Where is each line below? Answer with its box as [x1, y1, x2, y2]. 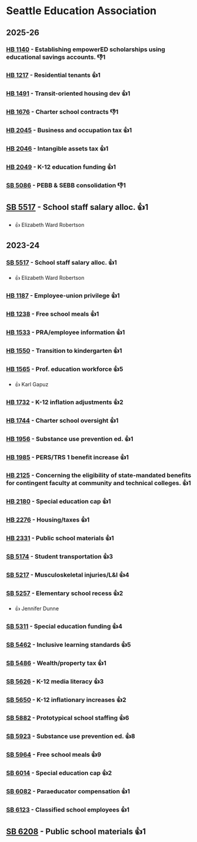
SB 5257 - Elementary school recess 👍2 [6, 589, 123, 597]
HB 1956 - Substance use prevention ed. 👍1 [6, 435, 133, 443]
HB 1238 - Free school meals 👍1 [6, 310, 99, 318]
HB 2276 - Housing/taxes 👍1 [6, 516, 90, 524]
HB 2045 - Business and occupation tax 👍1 [6, 126, 132, 135]
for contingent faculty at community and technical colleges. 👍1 [6, 479, 191, 487]
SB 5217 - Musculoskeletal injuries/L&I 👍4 [6, 570, 129, 579]
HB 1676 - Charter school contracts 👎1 [6, 108, 119, 116]
